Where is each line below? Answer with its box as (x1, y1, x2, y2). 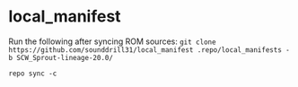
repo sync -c (8, 69, 57, 78)
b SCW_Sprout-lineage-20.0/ (8, 53, 114, 62)
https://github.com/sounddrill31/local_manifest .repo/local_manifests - (8, 45, 291, 55)
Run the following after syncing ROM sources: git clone (8, 36, 216, 47)
